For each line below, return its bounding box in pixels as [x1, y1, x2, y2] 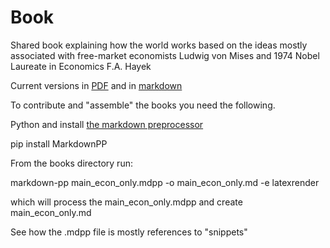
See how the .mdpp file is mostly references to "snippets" [10, 226, 248, 238]
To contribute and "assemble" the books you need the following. [10, 99, 276, 111]
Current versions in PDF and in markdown [10, 79, 183, 91]
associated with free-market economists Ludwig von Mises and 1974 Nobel [10, 49, 320, 61]
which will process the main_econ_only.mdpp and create [10, 196, 243, 208]
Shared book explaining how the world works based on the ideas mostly [10, 39, 308, 51]
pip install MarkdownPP [10, 137, 108, 150]
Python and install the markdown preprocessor [10, 118, 204, 130]
